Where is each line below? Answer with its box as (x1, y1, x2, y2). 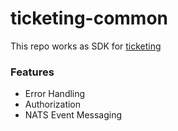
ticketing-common (10, 7, 169, 30)
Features (10, 65, 55, 79)
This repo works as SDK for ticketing (10, 40, 162, 52)
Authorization (24, 98, 82, 111)
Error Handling (24, 88, 86, 100)
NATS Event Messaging (24, 109, 123, 121)
